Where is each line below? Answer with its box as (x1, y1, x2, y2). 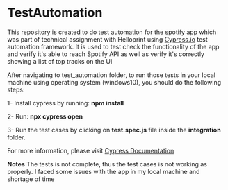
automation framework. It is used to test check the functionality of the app (7, 42, 220, 51)
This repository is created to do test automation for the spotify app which (7, 28, 217, 36)
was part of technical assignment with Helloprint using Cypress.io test (7, 35, 209, 43)
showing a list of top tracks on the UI (7, 57, 113, 65)
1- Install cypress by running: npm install (7, 98, 124, 107)
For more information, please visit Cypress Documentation (7, 146, 174, 155)
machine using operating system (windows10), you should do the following (7, 78, 221, 86)
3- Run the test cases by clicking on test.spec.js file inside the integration (7, 126, 221, 134)
